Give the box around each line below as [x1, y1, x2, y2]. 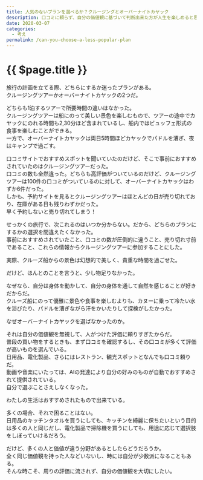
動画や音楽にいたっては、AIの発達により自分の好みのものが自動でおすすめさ [6, 368, 196, 375]
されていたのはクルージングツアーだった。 [6, 162, 112, 169]
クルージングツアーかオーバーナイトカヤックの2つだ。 [6, 91, 141, 99]
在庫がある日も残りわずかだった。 [16, 200, 101, 208]
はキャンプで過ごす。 [6, 142, 59, 149]
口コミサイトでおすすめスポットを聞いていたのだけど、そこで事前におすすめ [6, 155, 196, 162]
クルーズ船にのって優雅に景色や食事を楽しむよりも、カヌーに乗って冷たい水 [6, 297, 196, 304]
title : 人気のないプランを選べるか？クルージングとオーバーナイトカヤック [6, 8, 169, 15]
